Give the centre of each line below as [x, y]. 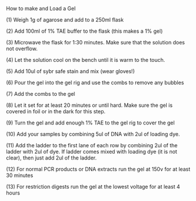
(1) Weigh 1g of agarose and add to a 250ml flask [65, 20]
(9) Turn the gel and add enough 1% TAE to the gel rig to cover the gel [90, 123]
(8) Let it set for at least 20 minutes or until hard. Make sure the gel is [89, 105]
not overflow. [22, 48]
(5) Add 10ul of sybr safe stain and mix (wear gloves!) [71, 71]
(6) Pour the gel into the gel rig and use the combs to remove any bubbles [95, 82]
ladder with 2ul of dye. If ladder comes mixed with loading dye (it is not [92, 152]
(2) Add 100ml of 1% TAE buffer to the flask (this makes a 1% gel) [85, 31]
